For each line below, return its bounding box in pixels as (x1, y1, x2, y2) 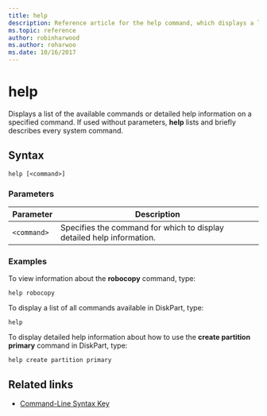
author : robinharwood (8, 33, 80, 42)
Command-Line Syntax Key (19, 399, 110, 409)
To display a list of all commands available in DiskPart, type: (8, 303, 204, 313)
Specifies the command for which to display (60, 222, 225, 233)
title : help (8, 11, 48, 20)
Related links (8, 378, 74, 391)
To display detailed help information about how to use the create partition (8, 333, 251, 342)
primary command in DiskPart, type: (8, 341, 128, 350)
